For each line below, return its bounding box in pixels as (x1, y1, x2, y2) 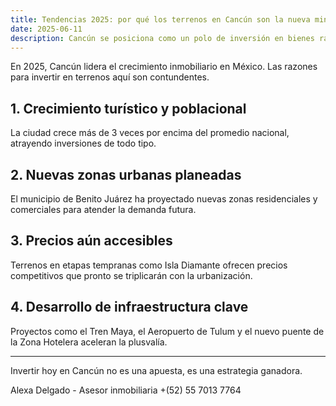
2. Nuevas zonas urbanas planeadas (10, 166, 242, 183)
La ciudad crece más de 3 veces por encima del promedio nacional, (10, 127, 290, 139)
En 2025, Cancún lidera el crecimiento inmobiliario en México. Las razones (10, 61, 318, 73)
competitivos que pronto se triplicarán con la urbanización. (10, 269, 253, 281)
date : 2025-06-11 (10, 24, 83, 34)
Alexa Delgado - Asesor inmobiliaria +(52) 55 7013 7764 (10, 384, 242, 396)
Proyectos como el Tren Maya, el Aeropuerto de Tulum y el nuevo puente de (10, 325, 325, 337)
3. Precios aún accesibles (10, 232, 173, 250)
